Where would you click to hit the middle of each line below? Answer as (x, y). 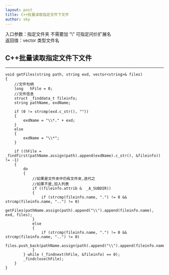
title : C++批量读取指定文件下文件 (37, 15)
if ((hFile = (28, 152)
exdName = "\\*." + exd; (49, 121)
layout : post (19, 10)
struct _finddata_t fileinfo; (46, 99)
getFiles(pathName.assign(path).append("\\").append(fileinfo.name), (80, 211)
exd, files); (19, 215)
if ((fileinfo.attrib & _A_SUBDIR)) (72, 189)
